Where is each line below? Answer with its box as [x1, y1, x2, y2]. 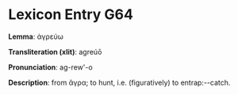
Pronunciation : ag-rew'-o [8, 62, 93, 72]
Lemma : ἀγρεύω [8, 32, 63, 41]
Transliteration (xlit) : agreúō [8, 47, 102, 56]
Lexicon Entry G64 [8, 6, 133, 24]
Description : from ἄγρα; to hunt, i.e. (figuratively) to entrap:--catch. [8, 78, 231, 87]
